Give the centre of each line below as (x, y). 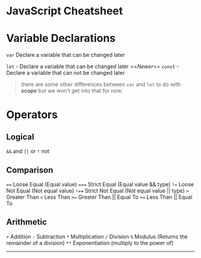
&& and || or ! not (28, 151)
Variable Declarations (61, 39)
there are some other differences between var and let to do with (101, 84)
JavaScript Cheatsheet (65, 11)
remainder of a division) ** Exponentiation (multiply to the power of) (90, 242)
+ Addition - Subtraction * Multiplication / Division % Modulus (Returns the (97, 236)
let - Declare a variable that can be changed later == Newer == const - (93, 66)
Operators (32, 115)
